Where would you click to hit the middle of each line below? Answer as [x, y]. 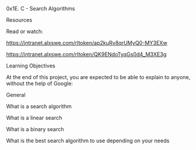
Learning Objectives [31, 66]
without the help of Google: [39, 83]
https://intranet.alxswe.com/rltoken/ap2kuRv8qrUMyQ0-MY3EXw [87, 43]
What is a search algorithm [39, 106]
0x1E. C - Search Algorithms [41, 9]
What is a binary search [35, 129]
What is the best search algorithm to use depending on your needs [88, 141]
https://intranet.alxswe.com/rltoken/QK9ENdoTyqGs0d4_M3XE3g [86, 54]
